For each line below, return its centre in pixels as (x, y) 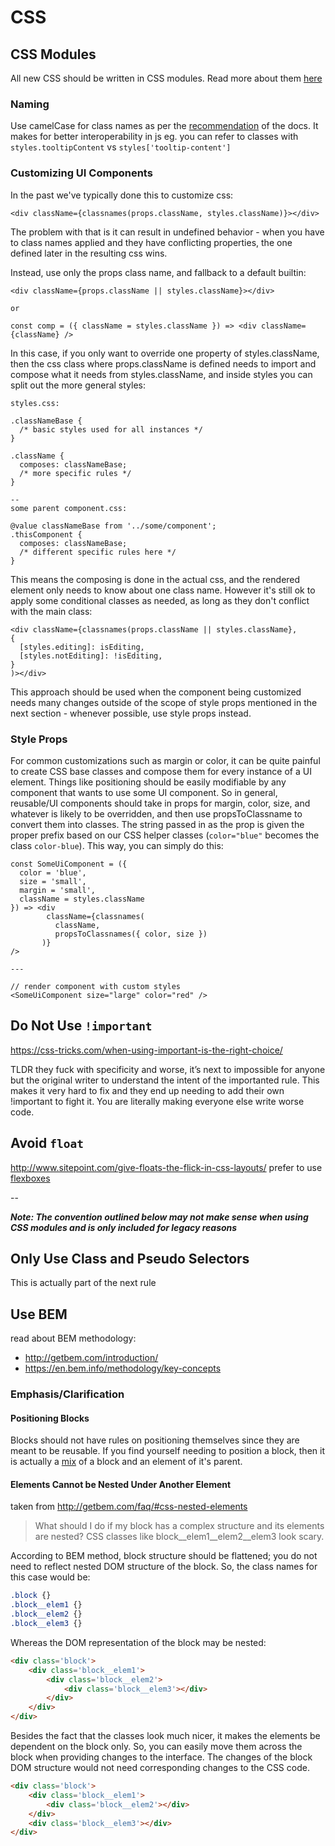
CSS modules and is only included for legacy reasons (124, 1227)
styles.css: (35, 403)
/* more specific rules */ (75, 473)
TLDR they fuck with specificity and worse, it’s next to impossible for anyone (168, 1069)
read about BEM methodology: (73, 1338)
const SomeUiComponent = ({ (69, 864)
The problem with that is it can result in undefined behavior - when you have (167, 232)
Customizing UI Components (81, 173)
